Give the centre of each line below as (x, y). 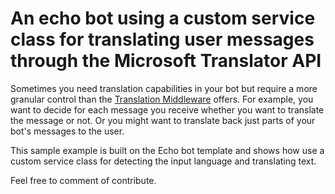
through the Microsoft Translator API (166, 61)
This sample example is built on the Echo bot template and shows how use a (167, 150)
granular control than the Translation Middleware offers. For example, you (162, 99)
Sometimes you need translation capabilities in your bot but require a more (164, 88)
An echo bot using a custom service (163, 18)
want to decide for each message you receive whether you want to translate (167, 109)
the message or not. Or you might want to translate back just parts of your (163, 120)
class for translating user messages (162, 39)
